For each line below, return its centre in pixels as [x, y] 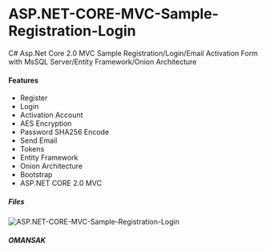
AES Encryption [46, 123]
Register [34, 98]
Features [23, 80]
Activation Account [51, 115]
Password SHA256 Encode [64, 132]
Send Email [38, 140]
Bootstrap [36, 175]
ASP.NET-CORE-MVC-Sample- [113, 14]
